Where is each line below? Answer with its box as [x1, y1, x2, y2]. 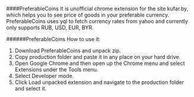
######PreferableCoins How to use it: [6, 36, 101, 42]
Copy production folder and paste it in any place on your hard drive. [14, 54, 181, 60]
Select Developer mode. [14, 73, 74, 79]
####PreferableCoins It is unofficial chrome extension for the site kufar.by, [6, 5, 189, 12]
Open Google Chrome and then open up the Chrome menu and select [14, 60, 185, 67]
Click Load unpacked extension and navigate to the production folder [14, 79, 184, 86]
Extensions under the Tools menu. [14, 66, 98, 73]
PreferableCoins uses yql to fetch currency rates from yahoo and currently [6, 18, 189, 24]
